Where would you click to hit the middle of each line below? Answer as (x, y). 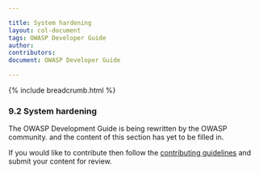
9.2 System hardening (53, 111)
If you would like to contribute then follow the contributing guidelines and (130, 153)
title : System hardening (50, 23)
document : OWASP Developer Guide (65, 60)
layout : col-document (45, 30)
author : (21, 45)
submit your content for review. (60, 161)
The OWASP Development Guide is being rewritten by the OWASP (118, 129)
